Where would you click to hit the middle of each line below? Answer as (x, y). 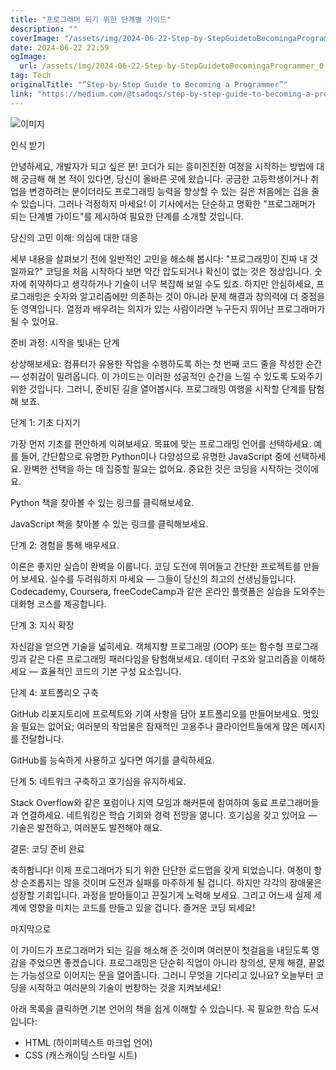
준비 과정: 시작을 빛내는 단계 (65, 342)
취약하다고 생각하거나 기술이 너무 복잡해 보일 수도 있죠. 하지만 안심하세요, (171, 283)
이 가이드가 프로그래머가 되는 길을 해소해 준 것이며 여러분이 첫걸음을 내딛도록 (160, 950)
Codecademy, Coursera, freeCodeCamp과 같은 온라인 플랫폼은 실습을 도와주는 (168, 591)
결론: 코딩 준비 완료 (47, 848)
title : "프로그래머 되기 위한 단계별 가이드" (91, 19)
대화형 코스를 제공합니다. (58, 603)
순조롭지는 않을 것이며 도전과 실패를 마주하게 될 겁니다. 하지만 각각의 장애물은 (171, 882)
